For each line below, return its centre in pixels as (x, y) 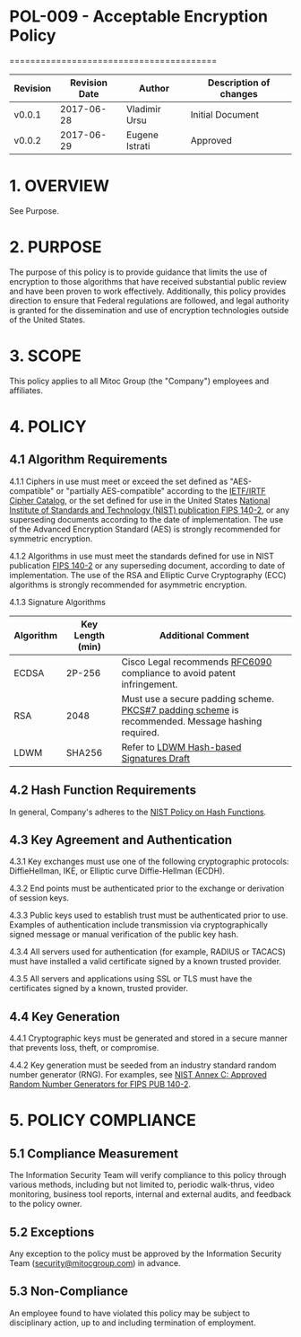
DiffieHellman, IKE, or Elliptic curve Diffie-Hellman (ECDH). (117, 871)
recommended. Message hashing (192, 721)
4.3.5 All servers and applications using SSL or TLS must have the (131, 979)
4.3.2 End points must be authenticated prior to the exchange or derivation (147, 888)
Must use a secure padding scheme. (198, 699)
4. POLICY (48, 426)
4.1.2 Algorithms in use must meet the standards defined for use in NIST (142, 556)
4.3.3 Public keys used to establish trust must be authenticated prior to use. (149, 915)
